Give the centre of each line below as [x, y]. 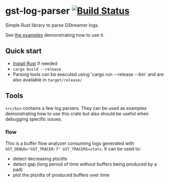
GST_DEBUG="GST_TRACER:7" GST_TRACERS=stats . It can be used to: [73, 149]
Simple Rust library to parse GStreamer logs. [52, 25]
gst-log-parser [38, 11]
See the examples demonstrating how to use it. [55, 35]
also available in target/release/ [47, 80]
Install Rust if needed [35, 63]
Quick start [24, 51]
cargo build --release [37, 69]
